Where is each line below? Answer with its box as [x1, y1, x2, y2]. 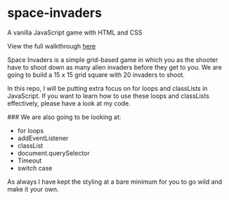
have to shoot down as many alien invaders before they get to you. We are [7, 63, 223, 71]
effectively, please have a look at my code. [7, 99, 131, 107]
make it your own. [7, 185, 59, 193]
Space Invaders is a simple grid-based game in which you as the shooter [7, 55, 218, 64]
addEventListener [17, 134, 69, 142]
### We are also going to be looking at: [7, 113, 122, 121]
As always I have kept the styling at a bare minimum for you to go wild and [7, 177, 223, 186]
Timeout [17, 156, 42, 165]
